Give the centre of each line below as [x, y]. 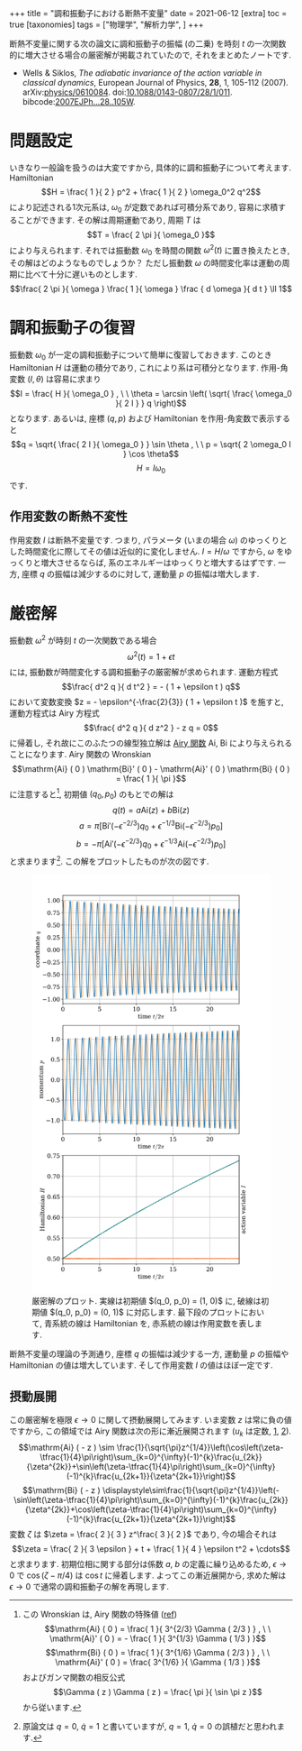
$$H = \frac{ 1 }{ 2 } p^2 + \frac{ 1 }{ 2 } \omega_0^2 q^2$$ [151, 191]
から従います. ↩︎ [52, 1707]
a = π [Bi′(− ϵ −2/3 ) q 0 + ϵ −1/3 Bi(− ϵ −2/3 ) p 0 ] [151, 826]
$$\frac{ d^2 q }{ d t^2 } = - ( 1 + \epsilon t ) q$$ [151, 686]
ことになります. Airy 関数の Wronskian [80, 754]
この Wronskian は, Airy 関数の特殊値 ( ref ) [100, 1614]
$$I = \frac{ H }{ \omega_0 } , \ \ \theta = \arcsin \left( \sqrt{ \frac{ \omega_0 [151, 393]
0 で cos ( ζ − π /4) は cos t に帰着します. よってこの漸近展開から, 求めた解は [148, 1575]
